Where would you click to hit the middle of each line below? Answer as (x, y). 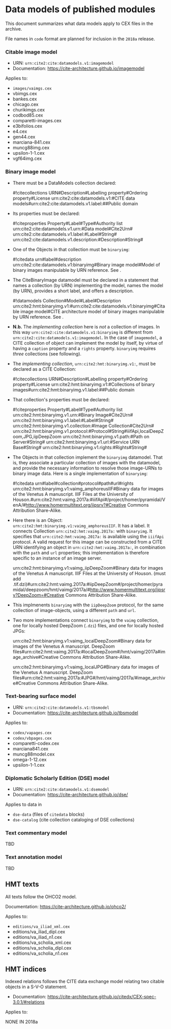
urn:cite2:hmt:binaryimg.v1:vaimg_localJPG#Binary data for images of (86, 667)
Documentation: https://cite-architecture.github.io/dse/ (70, 795)
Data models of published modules (80, 9)
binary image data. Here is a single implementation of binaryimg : (80, 473)
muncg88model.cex (34, 754)
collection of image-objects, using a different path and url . (74, 610)
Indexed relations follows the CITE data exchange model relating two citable (85, 982)
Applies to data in (24, 804)
